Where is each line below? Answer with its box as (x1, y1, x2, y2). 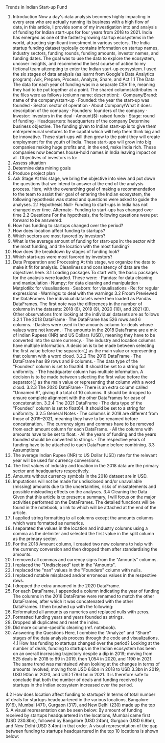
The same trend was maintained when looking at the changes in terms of (12, 661, 160, 667)
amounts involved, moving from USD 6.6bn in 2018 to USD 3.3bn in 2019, (12, 666, 160, 672)
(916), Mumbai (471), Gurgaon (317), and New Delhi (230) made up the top (5, 702, 156, 708)
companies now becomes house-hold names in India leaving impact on (12, 149, 157, 155)
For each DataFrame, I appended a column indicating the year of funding (12, 588, 160, 594)
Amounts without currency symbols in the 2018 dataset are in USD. (12, 473, 148, 479)
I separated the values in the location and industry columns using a (12, 525, 148, 531)
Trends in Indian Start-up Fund (5, 4, 68, 10)
